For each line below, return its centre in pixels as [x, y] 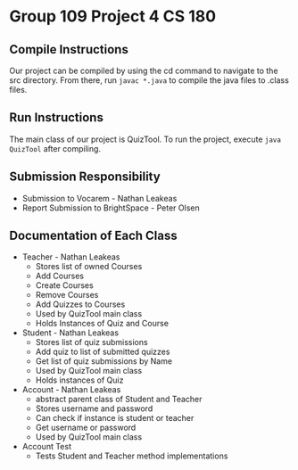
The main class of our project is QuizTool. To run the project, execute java [145, 139]
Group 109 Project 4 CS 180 [113, 16]
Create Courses [64, 285]
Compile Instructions [69, 49]
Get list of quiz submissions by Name [103, 361]
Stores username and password [94, 408]
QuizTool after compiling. [55, 148]
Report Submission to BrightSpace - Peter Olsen [111, 208]
